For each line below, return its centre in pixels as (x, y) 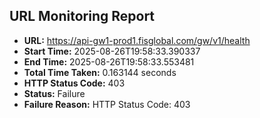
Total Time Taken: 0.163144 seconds (100, 72)
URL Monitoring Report (82, 16)
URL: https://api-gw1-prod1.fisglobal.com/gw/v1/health (137, 40)
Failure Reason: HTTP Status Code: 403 (107, 104)
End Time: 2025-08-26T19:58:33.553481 (109, 61)
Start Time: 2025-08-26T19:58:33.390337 (112, 51)
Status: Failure (54, 93)
